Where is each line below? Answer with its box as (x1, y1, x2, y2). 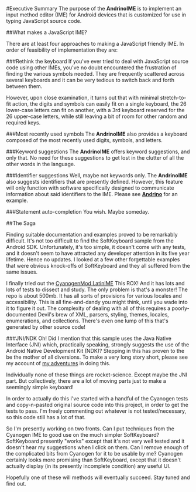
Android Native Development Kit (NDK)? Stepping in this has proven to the (6, 348, 185, 354)
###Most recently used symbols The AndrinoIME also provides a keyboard (6, 130, 188, 137)
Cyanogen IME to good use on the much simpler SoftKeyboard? (6, 432, 160, 438)
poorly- (171, 305, 190, 312)
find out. (6, 480, 26, 487)
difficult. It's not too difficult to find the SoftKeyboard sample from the (6, 237, 174, 244)
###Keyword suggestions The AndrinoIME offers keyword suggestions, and (6, 148, 190, 155)
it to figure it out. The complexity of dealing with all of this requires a (6, 305, 171, 312)
